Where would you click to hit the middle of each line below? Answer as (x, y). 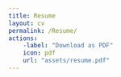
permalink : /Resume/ (43, 30)
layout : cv (27, 23)
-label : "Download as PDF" (68, 46)
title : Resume (32, 16)
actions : (23, 38)
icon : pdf (40, 53)
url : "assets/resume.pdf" (67, 61)
